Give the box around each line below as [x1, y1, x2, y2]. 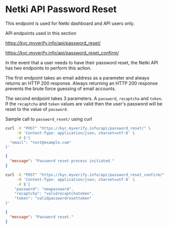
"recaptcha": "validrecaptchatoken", [14, 191, 94, 196]
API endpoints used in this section [5, 30, 77, 36]
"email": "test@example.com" [10, 140, 72, 145]
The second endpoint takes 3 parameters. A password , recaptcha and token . [5, 95, 163, 101]
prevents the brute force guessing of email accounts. [5, 85, 116, 92]
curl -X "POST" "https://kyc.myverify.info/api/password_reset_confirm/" [5, 172, 165, 177]
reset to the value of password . [5, 106, 69, 112]
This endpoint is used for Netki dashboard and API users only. [5, 20, 135, 26]
